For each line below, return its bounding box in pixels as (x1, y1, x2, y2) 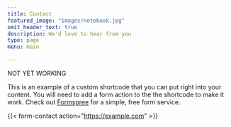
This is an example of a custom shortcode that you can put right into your (7, 83, 222, 91)
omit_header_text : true (7, 23, 78, 31)
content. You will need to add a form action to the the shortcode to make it (7, 90, 225, 99)
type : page (7, 37, 40, 44)
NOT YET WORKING (7, 69, 67, 77)
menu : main (7, 43, 40, 50)
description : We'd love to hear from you (7, 30, 132, 38)
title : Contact (7, 10, 52, 18)
